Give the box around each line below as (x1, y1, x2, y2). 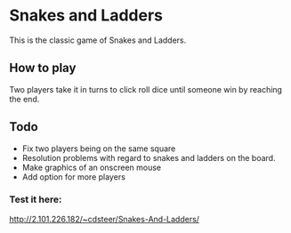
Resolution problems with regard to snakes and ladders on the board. (21, 152, 276, 163)
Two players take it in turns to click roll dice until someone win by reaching (9, 84, 283, 94)
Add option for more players (21, 171, 126, 182)
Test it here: (9, 193, 62, 205)
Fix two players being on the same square (21, 143, 176, 154)
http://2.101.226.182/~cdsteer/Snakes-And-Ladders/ (9, 213, 200, 224)
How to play (9, 60, 77, 76)
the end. (9, 93, 40, 104)
